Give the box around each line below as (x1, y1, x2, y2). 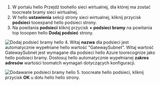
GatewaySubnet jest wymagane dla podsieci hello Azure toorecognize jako (5, 50, 155, 55)
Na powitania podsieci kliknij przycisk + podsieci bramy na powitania (12, 25, 153, 31)
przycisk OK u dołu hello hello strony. (5, 75, 80, 80)
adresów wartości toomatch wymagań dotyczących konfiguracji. (5, 60, 136, 66)
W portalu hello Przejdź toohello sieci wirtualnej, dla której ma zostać (12, 4, 151, 10)
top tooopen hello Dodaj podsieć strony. (12, 30, 94, 35)
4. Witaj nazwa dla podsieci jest (64, 39, 129, 45)
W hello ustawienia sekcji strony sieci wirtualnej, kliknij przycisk (12, 15, 141, 20)
